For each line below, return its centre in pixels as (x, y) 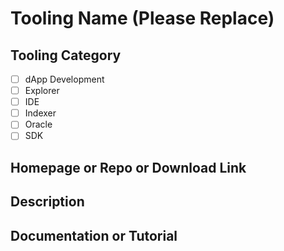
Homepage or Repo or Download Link (128, 167)
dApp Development (64, 79)
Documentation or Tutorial (94, 235)
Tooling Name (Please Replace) (142, 18)
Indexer (40, 113)
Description (47, 202)
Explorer (42, 91)
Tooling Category (66, 55)
